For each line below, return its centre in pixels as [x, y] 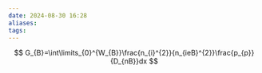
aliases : [23, 23]
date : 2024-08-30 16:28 [48, 15]
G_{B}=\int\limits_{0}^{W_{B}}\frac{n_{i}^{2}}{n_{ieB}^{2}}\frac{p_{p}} [140, 53]
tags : [17, 30]
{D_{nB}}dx [129, 61]
